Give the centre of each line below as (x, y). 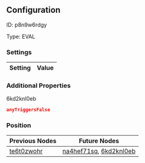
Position (19, 125)
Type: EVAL (21, 36)
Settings (19, 52)
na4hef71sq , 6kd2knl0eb (99, 151)
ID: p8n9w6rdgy (27, 25)
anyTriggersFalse (28, 110)
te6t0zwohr (26, 151)
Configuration (34, 10)
